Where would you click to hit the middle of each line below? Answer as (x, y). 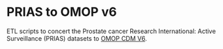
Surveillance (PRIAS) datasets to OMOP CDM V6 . (77, 38)
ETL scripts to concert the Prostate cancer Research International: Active (111, 31)
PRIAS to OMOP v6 (62, 12)
